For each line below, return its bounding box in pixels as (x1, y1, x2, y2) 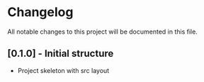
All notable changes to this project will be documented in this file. (7, 27, 198, 36)
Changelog (7, 4, 74, 20)
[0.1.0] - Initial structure (7, 48, 114, 60)
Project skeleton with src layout (17, 66, 110, 74)
